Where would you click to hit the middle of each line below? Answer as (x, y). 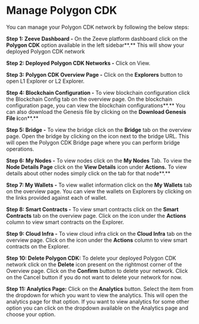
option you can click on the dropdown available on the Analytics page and (97, 308)
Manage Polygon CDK (62, 10)
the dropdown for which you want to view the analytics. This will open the (97, 295)
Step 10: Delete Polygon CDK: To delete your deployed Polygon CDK (91, 258)
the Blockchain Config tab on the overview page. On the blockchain (89, 99)
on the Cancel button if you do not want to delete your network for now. (94, 277)
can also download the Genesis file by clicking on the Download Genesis (96, 112)
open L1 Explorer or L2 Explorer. (45, 81)
